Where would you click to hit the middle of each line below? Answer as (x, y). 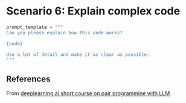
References (28, 79)
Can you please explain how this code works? (64, 33)
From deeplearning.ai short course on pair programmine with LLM (88, 93)
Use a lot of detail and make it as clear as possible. (78, 55)
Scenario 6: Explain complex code (93, 11)
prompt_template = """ (35, 27)
